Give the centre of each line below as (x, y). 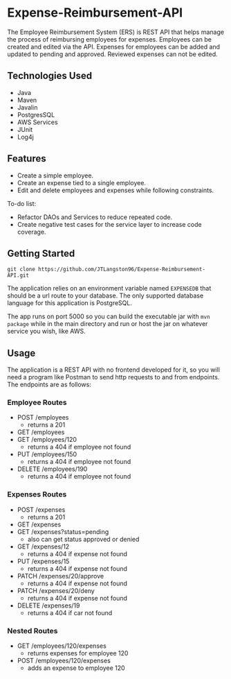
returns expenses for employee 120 (78, 653)
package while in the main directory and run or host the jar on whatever (108, 324)
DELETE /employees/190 (52, 469)
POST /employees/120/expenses (64, 661)
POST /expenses (41, 509)
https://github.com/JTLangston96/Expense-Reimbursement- (122, 269)
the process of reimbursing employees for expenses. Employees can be (110, 39)
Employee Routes (37, 402)
